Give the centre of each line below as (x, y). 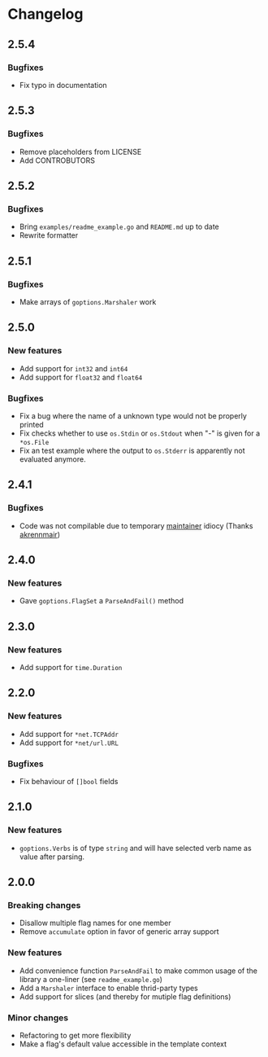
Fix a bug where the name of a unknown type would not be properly (133, 415)
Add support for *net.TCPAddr (69, 734)
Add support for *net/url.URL (69, 743)
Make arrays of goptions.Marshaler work (88, 301)
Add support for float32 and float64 (81, 377)
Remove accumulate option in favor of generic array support (119, 932)
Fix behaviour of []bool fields (69, 781)
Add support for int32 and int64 (73, 368)
